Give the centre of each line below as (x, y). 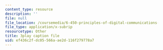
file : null (16, 18)
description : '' (21, 14)
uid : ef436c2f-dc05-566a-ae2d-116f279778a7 (50, 40)
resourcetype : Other (26, 31)
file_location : (20, 23)
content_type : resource (29, 9)
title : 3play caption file (32, 36)
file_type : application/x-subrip (39, 27)
